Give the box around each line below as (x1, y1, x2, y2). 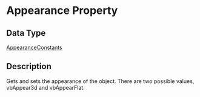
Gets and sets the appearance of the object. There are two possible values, (6, 77, 195, 85)
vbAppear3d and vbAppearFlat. (6, 84, 85, 91)
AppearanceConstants (6, 44, 62, 51)
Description (6, 61, 52, 72)
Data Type (6, 28, 46, 38)
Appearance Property (6, 4, 118, 18)
